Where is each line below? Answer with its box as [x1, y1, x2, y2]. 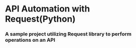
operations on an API [5, 37, 55, 44]
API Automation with [5, 3, 90, 14]
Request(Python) [5, 13, 76, 24]
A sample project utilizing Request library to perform [5, 31, 132, 37]
